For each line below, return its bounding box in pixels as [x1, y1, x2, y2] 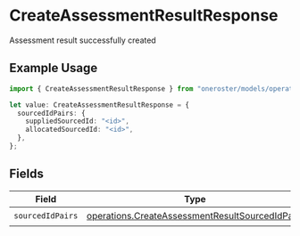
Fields [9, 167, 45, 182]
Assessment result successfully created [9, 35, 156, 45]
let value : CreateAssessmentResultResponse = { [9, 100, 190, 110]
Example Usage [9, 61, 98, 76]
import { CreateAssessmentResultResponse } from [9, 84, 194, 94]
